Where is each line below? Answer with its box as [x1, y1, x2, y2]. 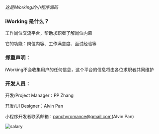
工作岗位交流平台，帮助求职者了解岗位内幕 [5, 30, 92, 36]
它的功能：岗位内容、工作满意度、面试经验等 [5, 41, 97, 47]
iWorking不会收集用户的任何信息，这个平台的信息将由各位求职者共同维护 [5, 67, 154, 72]
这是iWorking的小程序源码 [5, 4, 59, 10]
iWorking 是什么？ [5, 18, 50, 25]
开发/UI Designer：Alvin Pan [5, 103, 64, 109]
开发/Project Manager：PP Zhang [5, 92, 74, 98]
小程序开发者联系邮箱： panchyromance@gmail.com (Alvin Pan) [5, 113, 134, 119]
